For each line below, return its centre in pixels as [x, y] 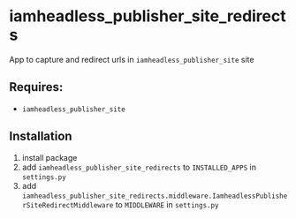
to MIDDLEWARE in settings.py [167, 204]
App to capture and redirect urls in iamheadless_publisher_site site [132, 59]
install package [49, 157]
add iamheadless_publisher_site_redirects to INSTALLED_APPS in [139, 167]
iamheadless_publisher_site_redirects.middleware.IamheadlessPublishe [155, 196]
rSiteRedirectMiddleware [68, 205]
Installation [41, 136]
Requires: [36, 87]
